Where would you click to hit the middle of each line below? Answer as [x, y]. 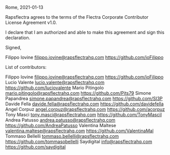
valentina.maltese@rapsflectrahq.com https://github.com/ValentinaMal [79, 131]
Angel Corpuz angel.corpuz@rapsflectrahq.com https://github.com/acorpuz [85, 109]
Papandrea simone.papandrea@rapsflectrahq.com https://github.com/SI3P [84, 99]
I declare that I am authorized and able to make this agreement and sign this [85, 32]
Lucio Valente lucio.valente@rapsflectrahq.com [55, 82]
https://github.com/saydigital [36, 147]
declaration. [18, 38]
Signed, [13, 47]
